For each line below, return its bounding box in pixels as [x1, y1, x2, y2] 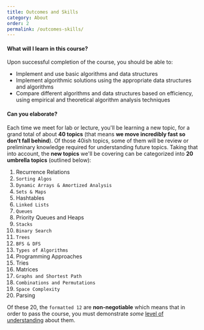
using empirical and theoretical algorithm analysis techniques [15, 96, 170, 104]
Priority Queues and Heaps [15, 213, 84, 221]
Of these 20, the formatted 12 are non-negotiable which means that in [7, 303, 186, 310]
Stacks [15, 221, 33, 227]
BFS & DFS [15, 241, 42, 247]
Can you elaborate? [7, 111, 57, 118]
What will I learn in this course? [7, 45, 88, 52]
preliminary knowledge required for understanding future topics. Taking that [7, 143, 198, 150]
